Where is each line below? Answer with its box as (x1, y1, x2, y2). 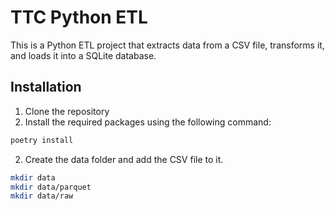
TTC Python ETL (10, 6, 148, 29)
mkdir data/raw (10, 191, 74, 201)
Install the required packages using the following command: (24, 116, 272, 128)
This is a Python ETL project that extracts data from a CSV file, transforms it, (10, 39, 325, 51)
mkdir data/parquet (10, 182, 92, 192)
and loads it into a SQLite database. (10, 49, 157, 61)
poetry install (10, 135, 74, 145)
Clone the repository (24, 105, 110, 117)
